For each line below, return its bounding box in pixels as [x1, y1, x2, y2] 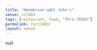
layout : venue [5, 26, 36, 31]
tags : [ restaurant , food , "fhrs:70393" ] [5, 17, 93, 22]
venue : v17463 [5, 12, 36, 17]
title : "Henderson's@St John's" [5, 7, 74, 13]
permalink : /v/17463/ [5, 21, 52, 27]
